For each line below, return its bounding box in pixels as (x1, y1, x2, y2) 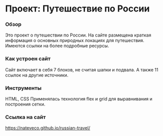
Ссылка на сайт (5, 113, 46, 120)
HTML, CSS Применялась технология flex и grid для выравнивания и (5, 96, 153, 102)
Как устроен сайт (5, 55, 51, 62)
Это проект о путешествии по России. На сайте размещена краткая (5, 32, 151, 38)
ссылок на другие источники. (5, 72, 69, 78)
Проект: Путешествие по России (5, 3, 150, 14)
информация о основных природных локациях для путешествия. (5, 37, 144, 43)
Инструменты (5, 84, 42, 91)
